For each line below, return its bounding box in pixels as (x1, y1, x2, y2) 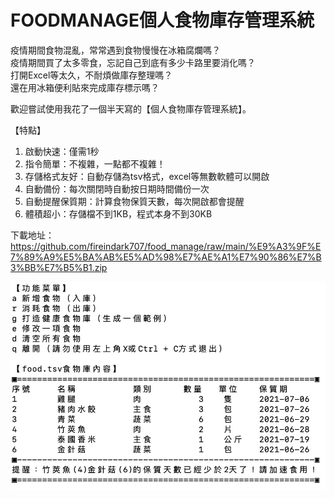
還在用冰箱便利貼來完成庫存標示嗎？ (10, 81, 160, 93)
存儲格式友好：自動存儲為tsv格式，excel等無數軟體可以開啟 (24, 170, 270, 182)
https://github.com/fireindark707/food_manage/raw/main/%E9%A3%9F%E (10, 240, 322, 252)
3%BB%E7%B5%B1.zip (10, 261, 108, 273)
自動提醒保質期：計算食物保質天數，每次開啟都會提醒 (24, 195, 245, 207)
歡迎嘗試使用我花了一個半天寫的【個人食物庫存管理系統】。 (10, 102, 252, 115)
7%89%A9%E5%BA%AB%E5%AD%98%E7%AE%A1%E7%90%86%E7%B (10, 251, 322, 263)
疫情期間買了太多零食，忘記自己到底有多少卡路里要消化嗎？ (10, 56, 256, 68)
